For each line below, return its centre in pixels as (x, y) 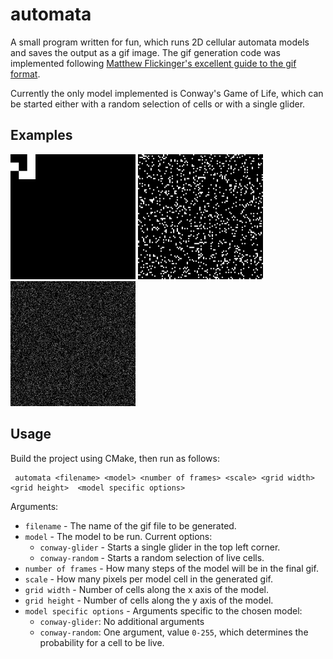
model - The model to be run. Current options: (118, 536)
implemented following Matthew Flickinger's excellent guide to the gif (153, 63)
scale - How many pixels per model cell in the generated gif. (148, 579)
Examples (41, 135)
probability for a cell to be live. (102, 642)
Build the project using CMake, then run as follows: (115, 458)
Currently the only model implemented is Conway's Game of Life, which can (167, 93)
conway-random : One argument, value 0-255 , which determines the (174, 632)
